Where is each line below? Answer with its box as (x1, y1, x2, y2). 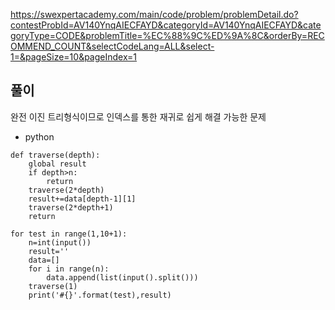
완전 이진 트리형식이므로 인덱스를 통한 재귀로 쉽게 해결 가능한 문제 (10, 110, 267, 123)
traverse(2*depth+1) (28, 202, 114, 213)
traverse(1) (28, 281, 78, 291)
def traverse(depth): (10, 150, 101, 160)
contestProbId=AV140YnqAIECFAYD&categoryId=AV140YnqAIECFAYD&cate (10, 19, 322, 31)
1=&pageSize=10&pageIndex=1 (10, 51, 138, 63)
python (24, 130, 55, 143)
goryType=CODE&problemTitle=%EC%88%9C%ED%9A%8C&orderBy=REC (10, 30, 325, 41)
